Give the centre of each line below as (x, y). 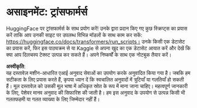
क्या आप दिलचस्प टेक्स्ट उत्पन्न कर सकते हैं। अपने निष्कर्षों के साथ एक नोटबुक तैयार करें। (89, 54)
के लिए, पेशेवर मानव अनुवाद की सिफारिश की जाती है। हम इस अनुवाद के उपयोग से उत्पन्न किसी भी (96, 92)
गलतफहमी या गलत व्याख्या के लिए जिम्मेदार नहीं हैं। (53, 99)
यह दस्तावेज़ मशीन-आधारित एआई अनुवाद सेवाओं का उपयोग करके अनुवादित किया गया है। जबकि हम (98, 73)
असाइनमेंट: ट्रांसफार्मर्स (47, 12)
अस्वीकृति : (16, 66)
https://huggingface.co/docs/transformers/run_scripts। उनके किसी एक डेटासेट (96, 41)
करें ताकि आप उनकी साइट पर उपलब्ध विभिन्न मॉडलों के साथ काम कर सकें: (74, 35)
